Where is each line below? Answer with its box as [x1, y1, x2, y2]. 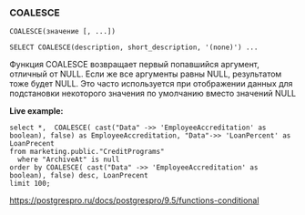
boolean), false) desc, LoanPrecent [9, 171, 148, 180]
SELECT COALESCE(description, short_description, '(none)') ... [9, 43, 259, 52]
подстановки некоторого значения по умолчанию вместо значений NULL [9, 88, 297, 99]
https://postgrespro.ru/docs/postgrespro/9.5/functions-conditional [9, 195, 259, 206]
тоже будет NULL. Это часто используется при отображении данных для [9, 78, 293, 89]
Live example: [9, 106, 64, 117]
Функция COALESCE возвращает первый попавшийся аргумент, [9, 59, 259, 70]
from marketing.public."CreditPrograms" [9, 148, 166, 157]
